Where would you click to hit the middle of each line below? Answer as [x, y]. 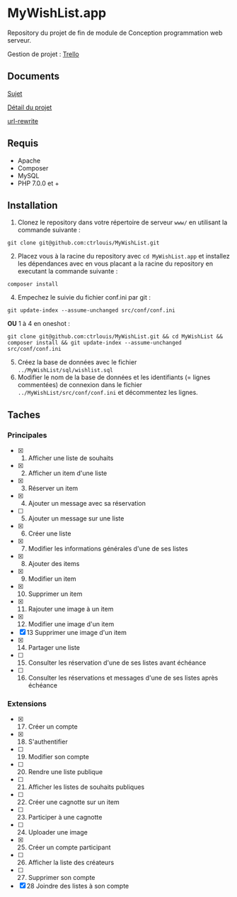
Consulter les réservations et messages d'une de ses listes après [123, 678]
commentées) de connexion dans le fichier [80, 385]
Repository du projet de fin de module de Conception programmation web [115, 33]
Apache [29, 161]
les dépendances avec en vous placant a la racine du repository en [115, 263]
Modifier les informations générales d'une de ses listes [108, 549]
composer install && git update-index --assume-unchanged [94, 343]
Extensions [27, 703]
